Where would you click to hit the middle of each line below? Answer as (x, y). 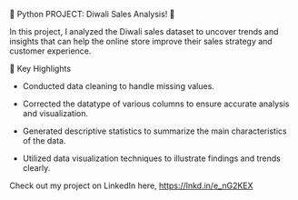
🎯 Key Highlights (40, 69)
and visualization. (55, 113)
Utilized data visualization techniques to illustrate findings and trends (152, 158)
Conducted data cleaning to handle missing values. (119, 86)
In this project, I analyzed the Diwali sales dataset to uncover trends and (144, 31)
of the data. (44, 140)
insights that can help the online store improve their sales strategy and (141, 41)
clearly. (36, 168)
